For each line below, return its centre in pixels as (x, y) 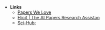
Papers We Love (34, 12)
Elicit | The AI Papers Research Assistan (58, 17)
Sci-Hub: (26, 23)
